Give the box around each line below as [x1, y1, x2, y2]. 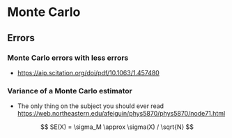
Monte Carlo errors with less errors [7, 53, 129, 63]
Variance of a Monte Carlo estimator [7, 86, 132, 95]
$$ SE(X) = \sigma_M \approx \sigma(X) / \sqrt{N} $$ [40, 123, 194, 131]
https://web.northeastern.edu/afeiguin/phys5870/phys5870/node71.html [17, 109, 226, 118]
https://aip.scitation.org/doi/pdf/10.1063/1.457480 [17, 68, 160, 77]
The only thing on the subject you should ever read [17, 102, 164, 110]
